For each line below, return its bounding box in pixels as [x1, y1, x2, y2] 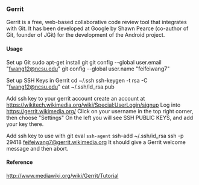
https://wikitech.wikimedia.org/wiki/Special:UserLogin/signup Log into [6, 101, 181, 108]
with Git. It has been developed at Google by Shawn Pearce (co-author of [6, 25, 189, 32]
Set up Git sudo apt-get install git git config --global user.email [6, 58, 162, 66]
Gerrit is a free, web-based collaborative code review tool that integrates [6, 19, 187, 26]
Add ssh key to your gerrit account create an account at [6, 95, 145, 102]
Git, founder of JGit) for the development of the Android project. [6, 31, 165, 39]
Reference [6, 158, 33, 166]
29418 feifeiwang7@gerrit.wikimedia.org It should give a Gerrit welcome [6, 138, 186, 146]
